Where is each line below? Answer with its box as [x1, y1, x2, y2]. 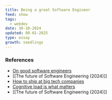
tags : [5, 16, 16, 21]
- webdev [9, 21, 28, 26]
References [5, 56, 34, 63]
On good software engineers [12, 68, 71, 74]
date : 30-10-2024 [5, 26, 41, 31]
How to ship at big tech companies [12, 78, 84, 84]
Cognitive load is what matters [12, 83, 75, 90]
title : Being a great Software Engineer [5, 7, 91, 12]
